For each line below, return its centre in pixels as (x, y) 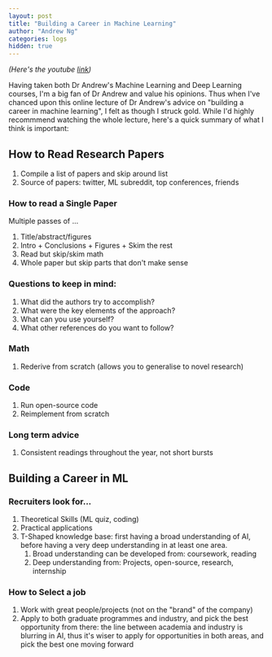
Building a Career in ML (68, 478)
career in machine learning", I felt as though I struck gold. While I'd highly (132, 112)
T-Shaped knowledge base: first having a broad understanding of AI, (135, 537)
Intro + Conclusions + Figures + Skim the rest (97, 246)
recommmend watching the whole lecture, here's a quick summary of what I (136, 120)
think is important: (39, 129)
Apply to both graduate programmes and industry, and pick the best (134, 619)
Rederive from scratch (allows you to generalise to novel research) (132, 366)
